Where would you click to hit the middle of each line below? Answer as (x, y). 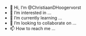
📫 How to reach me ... (32, 28)
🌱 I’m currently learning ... (36, 18)
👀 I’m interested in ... (30, 13)
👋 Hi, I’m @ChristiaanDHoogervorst (45, 8)
